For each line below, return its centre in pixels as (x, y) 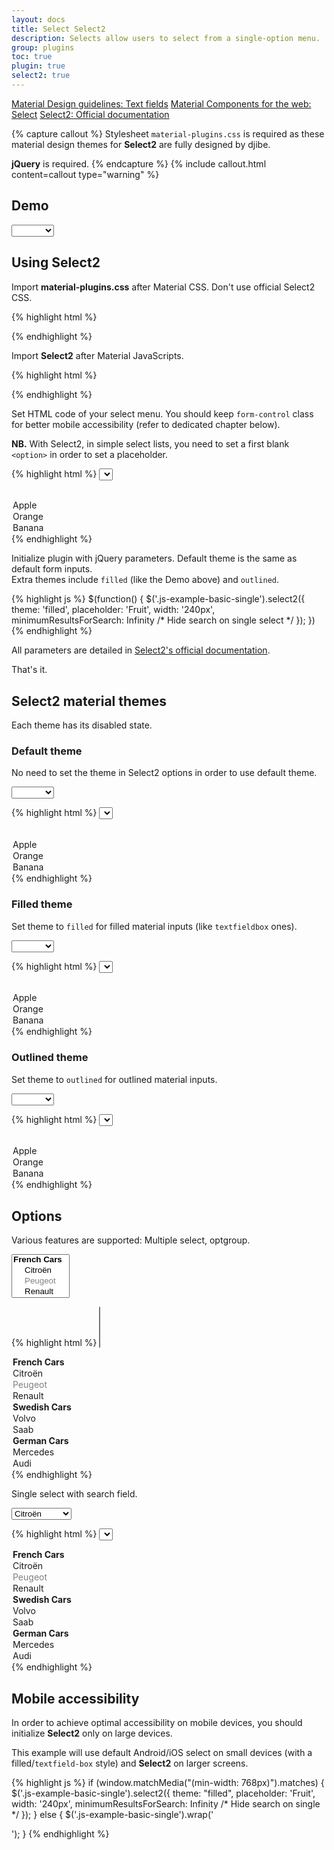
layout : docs (38, 19)
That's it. (29, 670)
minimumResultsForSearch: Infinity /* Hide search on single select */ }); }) (163, 620)
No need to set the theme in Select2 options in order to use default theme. (164, 773)
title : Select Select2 (58, 29)
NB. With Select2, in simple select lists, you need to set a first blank (150, 443)
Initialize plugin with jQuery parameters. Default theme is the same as (154, 558)
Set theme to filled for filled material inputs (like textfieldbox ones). (154, 926)
